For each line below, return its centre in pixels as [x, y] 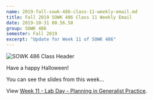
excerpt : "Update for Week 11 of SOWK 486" [61, 39]
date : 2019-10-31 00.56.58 [40, 23]
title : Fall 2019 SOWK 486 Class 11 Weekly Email [69, 17]
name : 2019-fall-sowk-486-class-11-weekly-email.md [72, 12]
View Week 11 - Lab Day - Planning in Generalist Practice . [77, 91]
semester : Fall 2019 [32, 34]
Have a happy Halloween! [38, 68]
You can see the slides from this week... [55, 79]
